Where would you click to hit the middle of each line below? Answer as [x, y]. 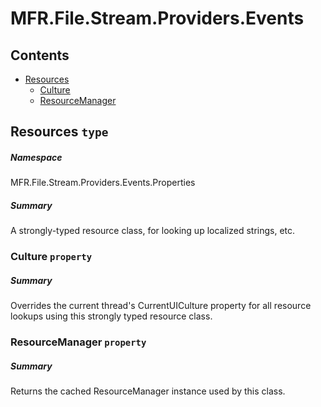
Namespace [36, 157]
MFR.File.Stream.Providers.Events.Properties [103, 183]
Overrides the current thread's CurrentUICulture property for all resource [161, 306]
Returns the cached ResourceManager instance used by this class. [148, 391]
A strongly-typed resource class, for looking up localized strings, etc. [153, 231]
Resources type [59, 132]
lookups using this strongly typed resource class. [111, 316]
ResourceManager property [78, 342]
